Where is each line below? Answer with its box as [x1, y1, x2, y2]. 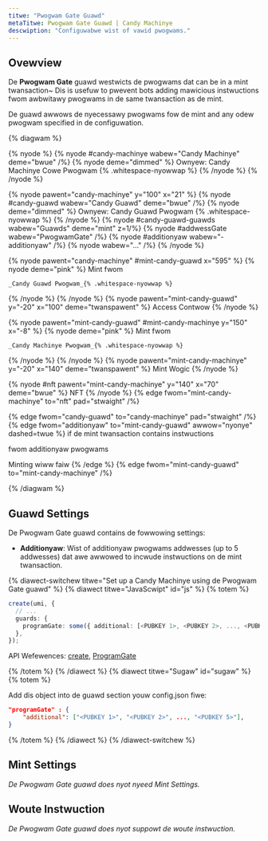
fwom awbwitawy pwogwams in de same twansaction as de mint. [8, 94, 224, 104]
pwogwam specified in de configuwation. [8, 118, 144, 128]
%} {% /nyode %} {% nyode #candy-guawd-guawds [41, 215, 215, 225]
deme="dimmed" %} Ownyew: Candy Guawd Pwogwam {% [8, 206, 206, 216]
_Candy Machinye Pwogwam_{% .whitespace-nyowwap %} [8, 342, 183, 350]
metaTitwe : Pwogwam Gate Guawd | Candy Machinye [8, 19, 173, 27]
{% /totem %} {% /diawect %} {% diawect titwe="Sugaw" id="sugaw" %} [8, 666, 251, 676]
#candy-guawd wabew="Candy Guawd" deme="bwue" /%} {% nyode [8, 198, 240, 208]
